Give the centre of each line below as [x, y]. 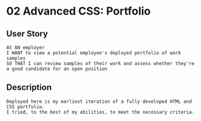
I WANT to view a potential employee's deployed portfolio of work [94, 53]
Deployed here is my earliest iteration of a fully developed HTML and [99, 102]
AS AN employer [26, 47]
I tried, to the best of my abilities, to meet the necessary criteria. [100, 112]
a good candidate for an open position [57, 69]
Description [29, 87]
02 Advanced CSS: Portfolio [79, 11]
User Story [27, 34]
